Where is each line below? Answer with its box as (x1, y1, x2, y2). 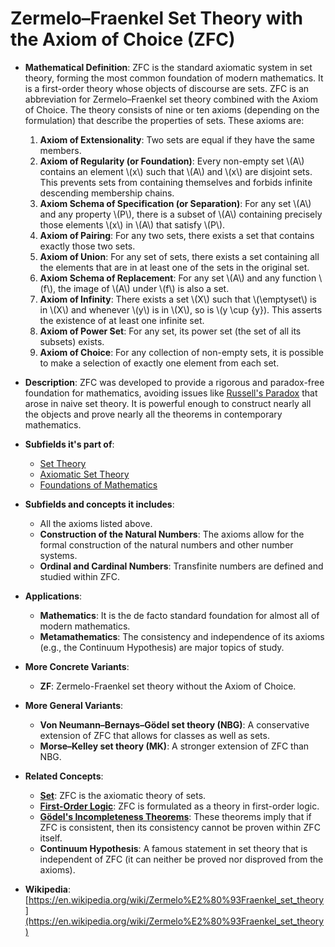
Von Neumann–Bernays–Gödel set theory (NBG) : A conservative (39, 718, 310, 731)
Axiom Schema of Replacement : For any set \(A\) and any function (39, 272, 317, 284)
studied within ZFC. (39, 570, 121, 582)
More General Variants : (24, 699, 124, 711)
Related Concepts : (24, 770, 104, 782)
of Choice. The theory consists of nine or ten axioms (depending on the (24, 103, 320, 116)
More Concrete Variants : (24, 660, 130, 672)
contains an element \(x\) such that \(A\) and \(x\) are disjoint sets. (39, 165, 313, 177)
